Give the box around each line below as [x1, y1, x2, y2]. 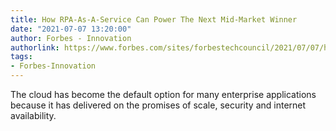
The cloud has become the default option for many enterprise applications [10, 89, 317, 100]
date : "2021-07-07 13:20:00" [10, 24, 132, 34]
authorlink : [10, 42, 60, 53]
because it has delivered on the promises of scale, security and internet [10, 99, 307, 111]
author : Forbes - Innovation [10, 33, 132, 43]
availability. [10, 110, 57, 121]
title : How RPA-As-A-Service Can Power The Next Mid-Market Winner [10, 14, 298, 25]
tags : [10, 52, 33, 62]
